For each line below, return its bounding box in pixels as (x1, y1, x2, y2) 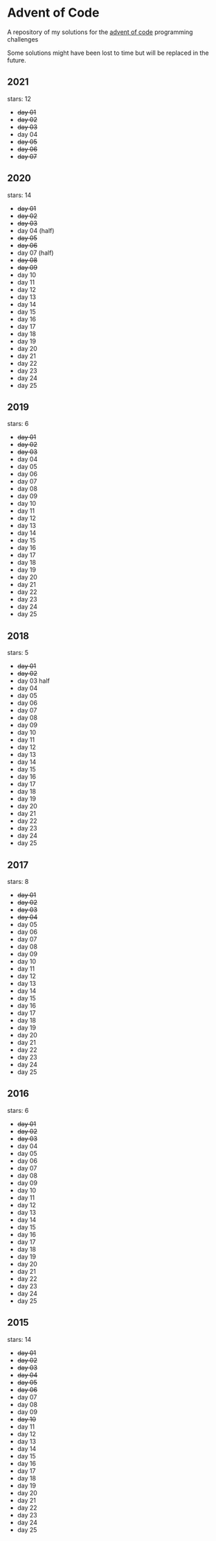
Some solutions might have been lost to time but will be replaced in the (7, 49, 209, 57)
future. (7, 56, 26, 64)
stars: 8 (7, 878, 29, 885)
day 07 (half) (17, 248, 54, 257)
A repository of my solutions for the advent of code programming (7, 28, 193, 36)
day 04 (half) (17, 226, 55, 235)
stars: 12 (7, 94, 31, 103)
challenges (7, 35, 39, 43)
